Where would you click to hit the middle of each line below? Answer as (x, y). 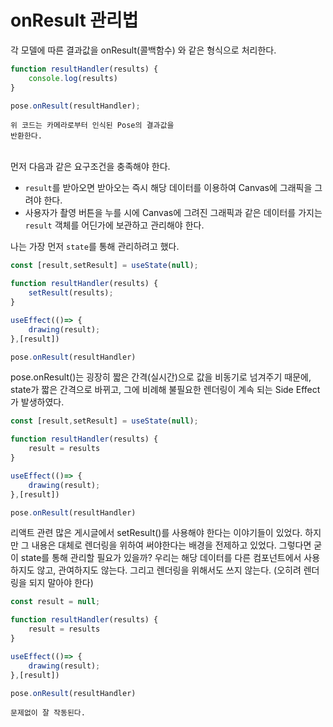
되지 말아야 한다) (61, 583)
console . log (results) (73, 78)
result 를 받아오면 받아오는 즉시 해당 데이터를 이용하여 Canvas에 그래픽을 (168, 188)
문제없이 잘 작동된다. (48, 713)
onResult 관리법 (74, 20)
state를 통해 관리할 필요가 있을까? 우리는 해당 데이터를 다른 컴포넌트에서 (161, 558)
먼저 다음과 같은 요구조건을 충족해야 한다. (90, 167)
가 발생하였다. (37, 402)
